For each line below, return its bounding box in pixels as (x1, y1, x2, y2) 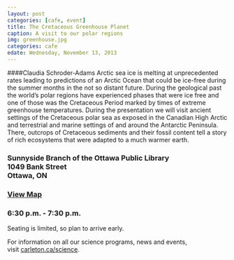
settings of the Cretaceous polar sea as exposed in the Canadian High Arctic (7, 113, 228, 121)
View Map (7, 189, 43, 199)
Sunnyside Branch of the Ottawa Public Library (7, 153, 170, 163)
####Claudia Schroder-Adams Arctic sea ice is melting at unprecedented (7, 68, 219, 77)
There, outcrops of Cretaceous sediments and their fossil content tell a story (7, 128, 227, 137)
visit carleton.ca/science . (7, 245, 80, 254)
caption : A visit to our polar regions (7, 29, 124, 37)
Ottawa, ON (7, 170, 47, 180)
